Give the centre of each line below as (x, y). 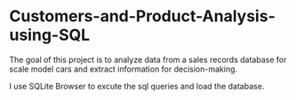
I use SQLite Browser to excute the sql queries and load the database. (137, 86)
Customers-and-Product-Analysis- (142, 16)
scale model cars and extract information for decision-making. (124, 69)
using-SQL (50, 35)
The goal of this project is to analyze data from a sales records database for (148, 59)
